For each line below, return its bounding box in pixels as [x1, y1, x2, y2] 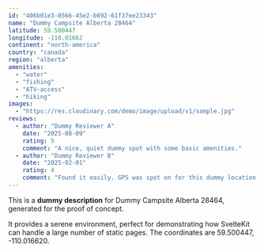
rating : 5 [22, 136, 55, 145]
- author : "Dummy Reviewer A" [15, 122, 115, 130]
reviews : [8, 115, 37, 123]
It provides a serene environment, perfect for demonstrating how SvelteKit [8, 219, 251, 228]
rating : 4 [22, 166, 55, 174]
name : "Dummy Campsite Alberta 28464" [8, 19, 136, 27]
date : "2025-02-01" [22, 159, 87, 167]
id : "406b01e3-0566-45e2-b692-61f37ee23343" [8, 11, 157, 20]
